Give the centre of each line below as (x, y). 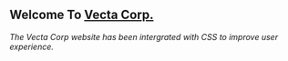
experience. (32, 46)
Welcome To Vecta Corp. (82, 15)
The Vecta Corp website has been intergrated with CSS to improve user (144, 36)
